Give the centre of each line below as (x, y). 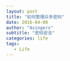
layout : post (22, 11)
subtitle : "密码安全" (31, 33)
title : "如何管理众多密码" (35, 17)
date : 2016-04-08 (27, 22)
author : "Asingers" (30, 28)
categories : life (27, 38)
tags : (13, 44)
